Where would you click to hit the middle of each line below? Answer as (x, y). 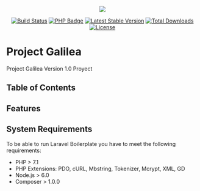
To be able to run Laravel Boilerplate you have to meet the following (91, 144)
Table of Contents (41, 88)
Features (23, 109)
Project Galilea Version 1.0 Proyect (49, 68)
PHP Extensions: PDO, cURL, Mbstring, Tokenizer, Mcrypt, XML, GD (100, 168)
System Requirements (49, 129)
